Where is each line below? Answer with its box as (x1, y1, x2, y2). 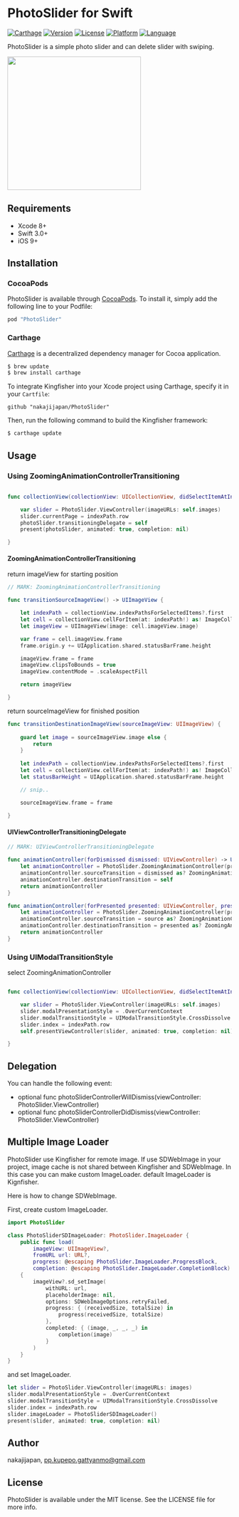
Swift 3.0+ (17, 229, 48, 238)
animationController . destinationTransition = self (20, 876, 174, 883)
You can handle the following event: (7, 1079, 112, 1088)
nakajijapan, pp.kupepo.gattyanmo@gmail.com (7, 1456, 146, 1464)
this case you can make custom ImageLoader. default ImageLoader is (7, 1170, 211, 1178)
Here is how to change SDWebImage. (7, 1191, 117, 1200)
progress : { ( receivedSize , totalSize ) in (45, 1304, 174, 1312)
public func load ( (20, 1238, 75, 1246)
